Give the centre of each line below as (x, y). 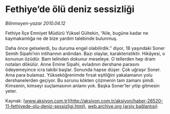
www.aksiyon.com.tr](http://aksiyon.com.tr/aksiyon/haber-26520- (94, 101)
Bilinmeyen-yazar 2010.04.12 (36, 23)
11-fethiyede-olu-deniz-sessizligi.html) (45, 106)
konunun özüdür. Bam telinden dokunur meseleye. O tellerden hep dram (80, 59)
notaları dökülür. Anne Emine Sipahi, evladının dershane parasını (72, 64)
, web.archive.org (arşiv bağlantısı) (122, 106)
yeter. (11, 91)
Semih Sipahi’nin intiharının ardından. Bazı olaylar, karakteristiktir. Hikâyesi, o (85, 53)
